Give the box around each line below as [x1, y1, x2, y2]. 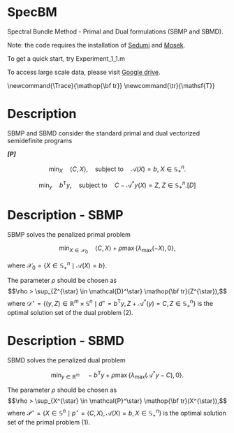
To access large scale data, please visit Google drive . [7, 68, 161, 76]
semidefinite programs [7, 136, 73, 145]
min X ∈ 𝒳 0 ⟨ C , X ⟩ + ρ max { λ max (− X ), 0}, [59, 244, 176, 255]
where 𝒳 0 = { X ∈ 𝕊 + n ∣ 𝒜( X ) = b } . [7, 260, 107, 271]
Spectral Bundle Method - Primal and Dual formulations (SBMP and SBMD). [7, 27, 224, 36]
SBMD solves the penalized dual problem [7, 355, 126, 364]
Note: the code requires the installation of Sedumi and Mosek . [7, 41, 186, 49]
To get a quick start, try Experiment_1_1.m [7, 54, 126, 63]
